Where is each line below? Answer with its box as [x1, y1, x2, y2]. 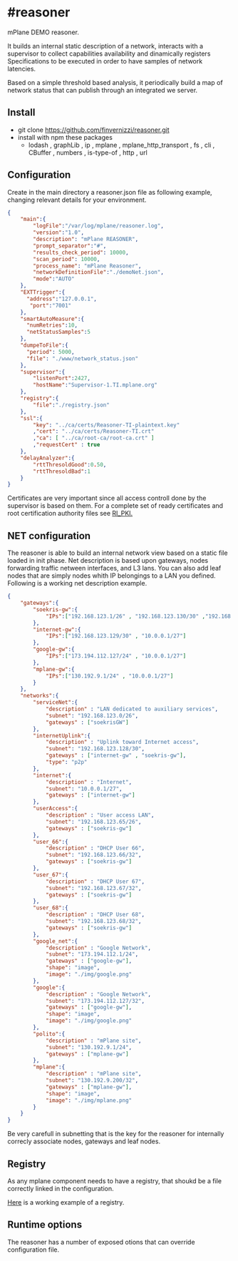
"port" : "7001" [29, 302, 72, 309]
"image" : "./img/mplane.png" [45, 1096, 133, 1104]
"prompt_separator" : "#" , [33, 242, 107, 250]
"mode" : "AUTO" [33, 275, 75, 282]
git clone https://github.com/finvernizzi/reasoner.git [17, 126, 170, 134]
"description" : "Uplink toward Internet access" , [45, 739, 200, 746]
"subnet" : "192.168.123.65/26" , [45, 818, 142, 825]
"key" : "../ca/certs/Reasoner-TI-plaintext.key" [33, 422, 180, 429]
